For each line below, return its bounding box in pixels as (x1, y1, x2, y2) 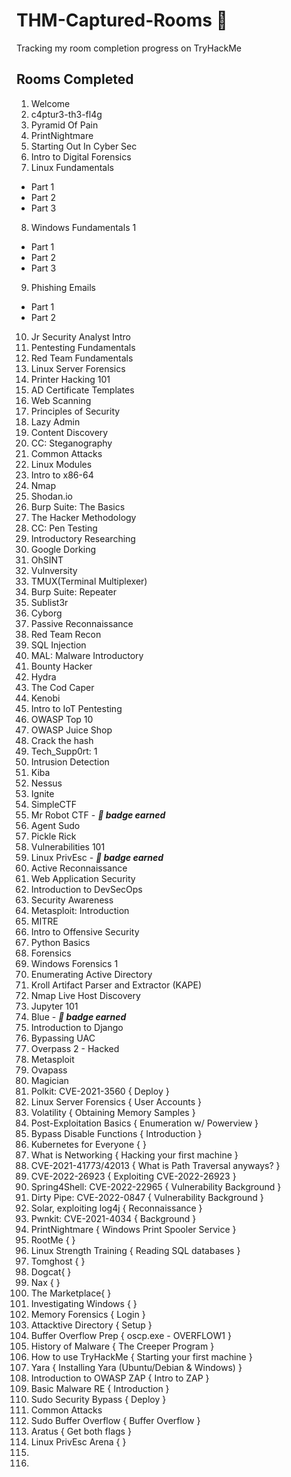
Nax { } (30, 1276, 61, 1288)
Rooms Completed (16, 71, 134, 88)
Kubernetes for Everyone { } (30, 1138, 147, 1150)
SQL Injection (30, 639, 87, 651)
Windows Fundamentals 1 (30, 221, 137, 233)
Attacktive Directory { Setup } (30, 1319, 153, 1331)
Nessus (30, 777, 63, 789)
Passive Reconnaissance (30, 617, 134, 629)
